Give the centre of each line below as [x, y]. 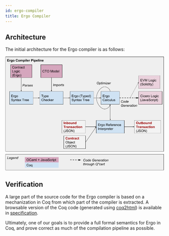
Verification [24, 185]
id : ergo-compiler [24, 11]
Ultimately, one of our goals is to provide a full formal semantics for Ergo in [83, 222]
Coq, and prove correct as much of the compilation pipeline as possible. [80, 228]
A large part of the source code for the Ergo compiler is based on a [75, 196]
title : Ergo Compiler [28, 16]
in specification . [22, 213]
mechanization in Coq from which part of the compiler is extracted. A [77, 202]
